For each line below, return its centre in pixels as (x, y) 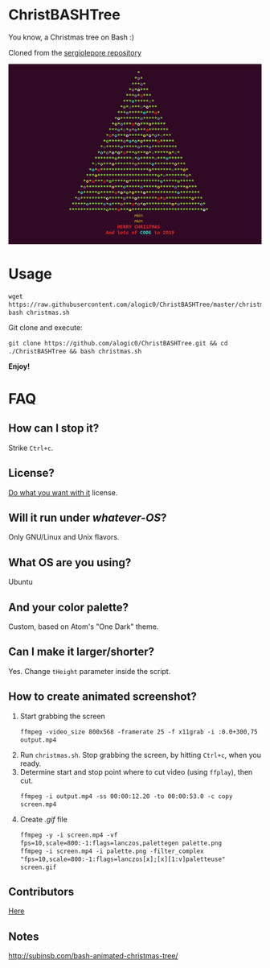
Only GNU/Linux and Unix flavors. (64, 537)
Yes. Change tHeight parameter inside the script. (90, 671)
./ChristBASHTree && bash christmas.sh (75, 351)
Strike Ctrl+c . (31, 448)
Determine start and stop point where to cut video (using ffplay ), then (136, 772)
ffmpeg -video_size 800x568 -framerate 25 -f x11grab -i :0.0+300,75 (139, 732)
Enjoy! (19, 366)
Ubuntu (21, 582)
